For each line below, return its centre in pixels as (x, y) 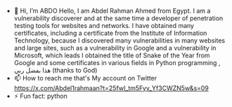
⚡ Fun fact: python (41, 96)
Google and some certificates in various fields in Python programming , (117, 63)
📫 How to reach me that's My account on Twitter (85, 78)
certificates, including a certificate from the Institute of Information (110, 33)
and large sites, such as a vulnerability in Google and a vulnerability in (115, 48)
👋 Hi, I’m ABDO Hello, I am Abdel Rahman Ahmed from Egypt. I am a (112, 11)
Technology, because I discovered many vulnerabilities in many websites (120, 41)
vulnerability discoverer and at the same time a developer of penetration (118, 18)
